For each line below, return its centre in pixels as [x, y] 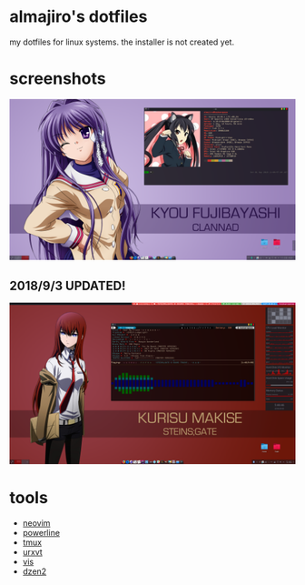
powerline [41, 532]
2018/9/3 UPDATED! [68, 285]
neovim [36, 523]
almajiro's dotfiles [79, 17]
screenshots [58, 79]
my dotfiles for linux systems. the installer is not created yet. [122, 42]
